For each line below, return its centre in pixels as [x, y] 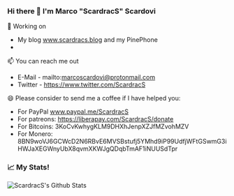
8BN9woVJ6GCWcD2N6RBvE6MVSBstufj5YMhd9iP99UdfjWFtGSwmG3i [122, 142]
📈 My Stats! [29, 167]
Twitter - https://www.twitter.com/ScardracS [81, 85]
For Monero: [35, 134]
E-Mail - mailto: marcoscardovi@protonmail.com [86, 77]
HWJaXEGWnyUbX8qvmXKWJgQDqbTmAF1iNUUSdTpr [97, 149]
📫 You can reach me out [43, 61]
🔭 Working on [27, 27]
